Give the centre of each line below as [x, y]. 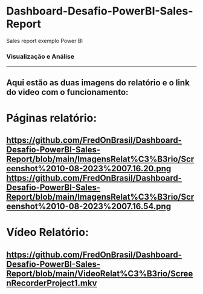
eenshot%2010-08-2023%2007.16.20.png [89, 168]
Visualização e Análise [40, 56]
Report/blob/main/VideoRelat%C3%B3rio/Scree [100, 273]
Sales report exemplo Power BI [45, 41]
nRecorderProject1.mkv [52, 283]
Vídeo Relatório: [47, 233]
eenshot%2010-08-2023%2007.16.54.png [89, 207]
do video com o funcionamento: [67, 92]
